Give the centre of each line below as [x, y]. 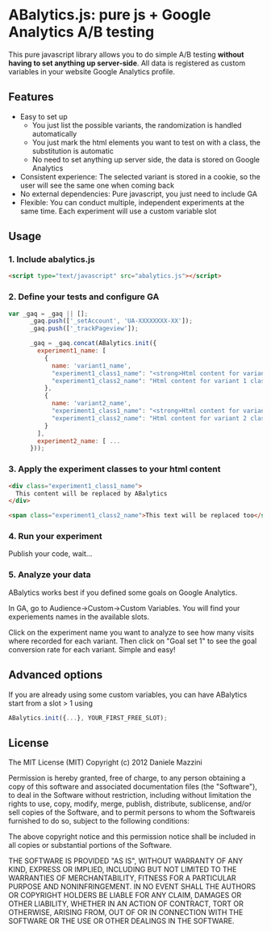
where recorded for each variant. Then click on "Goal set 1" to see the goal [133, 641]
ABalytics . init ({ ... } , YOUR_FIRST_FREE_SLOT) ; [88, 718]
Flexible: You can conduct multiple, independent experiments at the [132, 202]
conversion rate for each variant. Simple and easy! [92, 649]
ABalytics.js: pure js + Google [110, 15]
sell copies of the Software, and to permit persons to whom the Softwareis [132, 812]
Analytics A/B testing [81, 32]
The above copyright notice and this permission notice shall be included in [132, 837]
